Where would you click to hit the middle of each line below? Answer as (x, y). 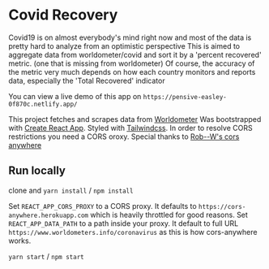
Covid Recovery (63, 15)
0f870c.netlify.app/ (43, 104)
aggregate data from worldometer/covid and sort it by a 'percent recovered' (135, 54)
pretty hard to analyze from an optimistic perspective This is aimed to (124, 46)
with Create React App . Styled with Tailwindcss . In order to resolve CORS (130, 128)
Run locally (37, 171)
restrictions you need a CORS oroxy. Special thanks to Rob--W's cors (124, 137)
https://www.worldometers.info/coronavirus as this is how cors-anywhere (133, 232)
